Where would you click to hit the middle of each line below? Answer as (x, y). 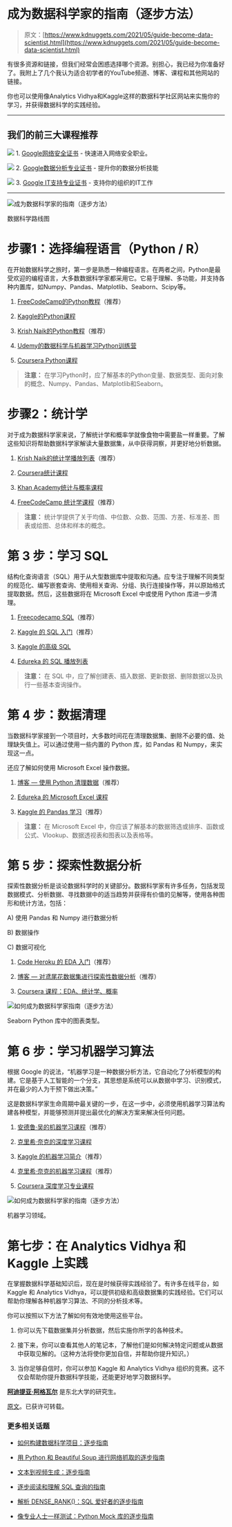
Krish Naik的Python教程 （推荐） (63, 331)
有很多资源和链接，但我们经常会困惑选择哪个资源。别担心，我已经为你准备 (113, 64)
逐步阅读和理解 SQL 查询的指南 (61, 1487)
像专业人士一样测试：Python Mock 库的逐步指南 (85, 1516)
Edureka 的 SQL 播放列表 (52, 661)
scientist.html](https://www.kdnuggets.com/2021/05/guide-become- (122, 42)
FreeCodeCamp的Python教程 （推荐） (71, 301)
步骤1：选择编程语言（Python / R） (107, 249)
